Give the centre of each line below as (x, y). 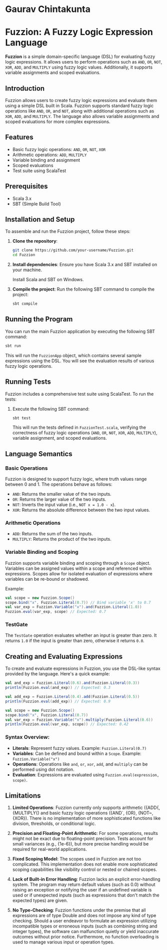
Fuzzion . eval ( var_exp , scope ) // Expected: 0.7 (56, 612)
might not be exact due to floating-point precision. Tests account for (83, 838)
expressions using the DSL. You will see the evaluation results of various (80, 361)
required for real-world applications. (50, 849)
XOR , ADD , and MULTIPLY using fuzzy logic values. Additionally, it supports (79, 67)
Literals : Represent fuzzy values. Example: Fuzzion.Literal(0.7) (79, 748)
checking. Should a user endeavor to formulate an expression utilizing (84, 921)
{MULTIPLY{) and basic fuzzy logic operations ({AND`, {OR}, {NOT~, (83, 813)
